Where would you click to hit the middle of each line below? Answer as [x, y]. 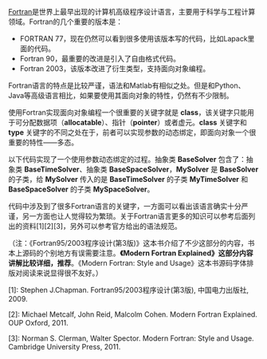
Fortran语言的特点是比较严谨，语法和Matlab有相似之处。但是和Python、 [127, 85]
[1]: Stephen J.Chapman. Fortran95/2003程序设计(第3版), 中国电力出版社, [129, 290]
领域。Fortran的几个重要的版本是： [66, 22]
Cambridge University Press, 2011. [65, 347]
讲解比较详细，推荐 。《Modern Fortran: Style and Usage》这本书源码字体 [128, 263]
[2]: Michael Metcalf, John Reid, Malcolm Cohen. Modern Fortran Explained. [133, 314]
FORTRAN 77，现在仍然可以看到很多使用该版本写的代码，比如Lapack [134, 39]
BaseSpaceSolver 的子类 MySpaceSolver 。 [81, 189]
